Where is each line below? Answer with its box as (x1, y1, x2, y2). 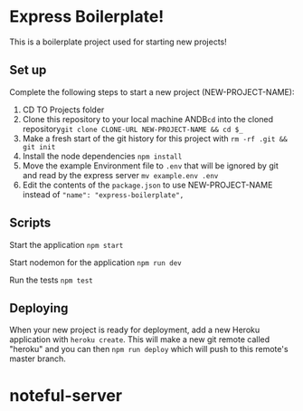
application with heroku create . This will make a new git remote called (9, 334, 270, 345)
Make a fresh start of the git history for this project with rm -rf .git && (22, 133, 288, 144)
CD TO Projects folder (22, 104, 105, 115)
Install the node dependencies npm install (22, 150, 183, 161)
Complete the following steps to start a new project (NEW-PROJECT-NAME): (9, 86, 295, 97)
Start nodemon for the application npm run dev (9, 256, 183, 268)
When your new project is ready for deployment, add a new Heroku (9, 324, 260, 336)
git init (22, 142, 56, 151)
